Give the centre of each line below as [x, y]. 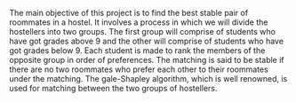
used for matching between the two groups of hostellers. [113, 88]
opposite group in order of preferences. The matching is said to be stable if [147, 60]
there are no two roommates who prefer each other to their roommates [139, 69]
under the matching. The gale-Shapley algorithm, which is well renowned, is [148, 78]
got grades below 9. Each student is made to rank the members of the [137, 51]
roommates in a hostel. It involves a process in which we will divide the [139, 22]
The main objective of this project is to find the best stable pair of [129, 13]
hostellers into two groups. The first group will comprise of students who [142, 31]
